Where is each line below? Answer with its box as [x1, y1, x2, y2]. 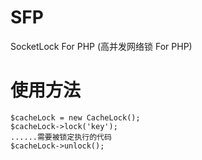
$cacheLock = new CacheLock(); [10, 112, 141, 123]
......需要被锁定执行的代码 [10, 132, 112, 142]
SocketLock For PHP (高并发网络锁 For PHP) [10, 40, 193, 52]
